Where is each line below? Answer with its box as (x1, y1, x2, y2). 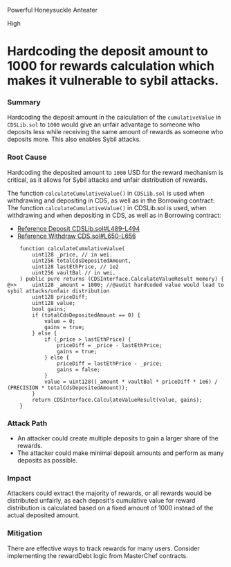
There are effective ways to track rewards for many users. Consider (7, 544, 201, 552)
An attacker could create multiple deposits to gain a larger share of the (17, 434, 219, 443)
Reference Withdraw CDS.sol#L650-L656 (17, 232, 136, 240)
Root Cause (7, 152, 47, 162)
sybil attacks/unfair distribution (7, 287, 110, 295)
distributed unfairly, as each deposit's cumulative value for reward (7, 496, 196, 505)
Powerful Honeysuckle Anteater (7, 6, 98, 14)
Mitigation (7, 528, 43, 538)
